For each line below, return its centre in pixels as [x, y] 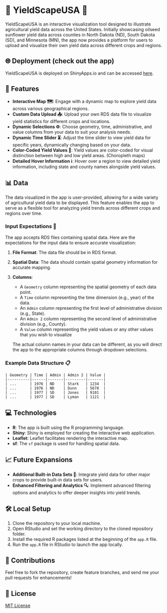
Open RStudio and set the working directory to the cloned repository [83, 529]
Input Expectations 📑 [31, 226]
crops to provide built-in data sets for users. [58, 479]
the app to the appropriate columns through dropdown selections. [80, 349]
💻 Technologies [31, 413]
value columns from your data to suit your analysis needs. [72, 132]
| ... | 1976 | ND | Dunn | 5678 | [56, 388]
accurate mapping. [32, 267]
